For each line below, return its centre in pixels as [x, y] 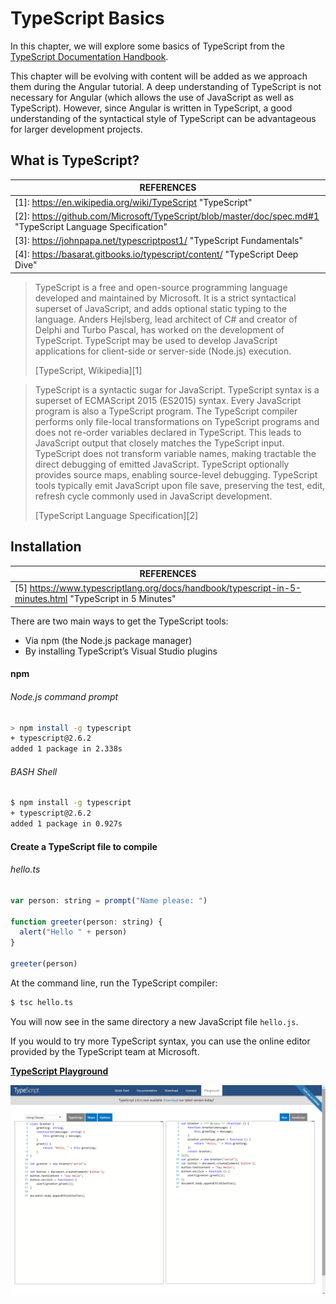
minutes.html [41, 599]
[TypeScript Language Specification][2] [116, 515]
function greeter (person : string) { [86, 922]
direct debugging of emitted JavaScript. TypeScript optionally [162, 464]
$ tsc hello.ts [42, 1002]
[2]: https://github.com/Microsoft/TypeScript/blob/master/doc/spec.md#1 [167, 216]
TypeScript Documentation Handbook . [89, 56]
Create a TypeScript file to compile [84, 846]
